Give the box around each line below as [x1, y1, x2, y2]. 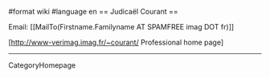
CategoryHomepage [8, 60, 76, 70]
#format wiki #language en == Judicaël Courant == [8, 7, 178, 16]
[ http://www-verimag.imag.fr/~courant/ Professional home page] [8, 37, 224, 47]
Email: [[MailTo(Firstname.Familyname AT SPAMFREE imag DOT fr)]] [8, 22, 235, 31]
